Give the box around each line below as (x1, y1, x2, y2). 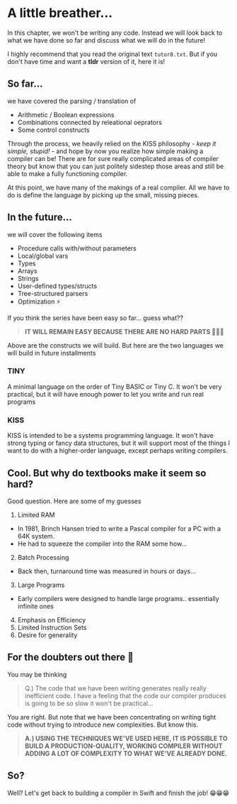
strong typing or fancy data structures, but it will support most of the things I (7, 439, 231, 448)
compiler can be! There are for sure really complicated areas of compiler (7, 154, 219, 163)
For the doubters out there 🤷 (7, 651, 134, 663)
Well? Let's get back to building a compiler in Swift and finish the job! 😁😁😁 (7, 788, 230, 797)
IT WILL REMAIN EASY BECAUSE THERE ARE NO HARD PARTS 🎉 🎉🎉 (24, 327, 224, 336)
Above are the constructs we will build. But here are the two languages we (7, 341, 224, 349)
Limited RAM (17, 510, 55, 519)
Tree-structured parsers (17, 289, 88, 297)
